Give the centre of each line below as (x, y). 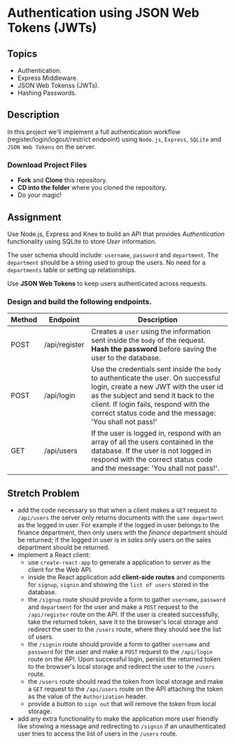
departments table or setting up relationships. (72, 270)
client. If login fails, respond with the (150, 405)
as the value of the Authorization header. (88, 696)
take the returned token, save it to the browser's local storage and (123, 622)
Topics (22, 54)
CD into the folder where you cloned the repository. (92, 188)
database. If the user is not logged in (151, 451)
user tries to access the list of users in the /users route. (97, 733)
